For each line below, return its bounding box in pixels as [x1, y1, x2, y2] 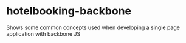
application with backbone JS [6, 30, 81, 37]
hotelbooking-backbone [6, 4, 132, 18]
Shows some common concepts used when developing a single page [6, 24, 181, 31]
